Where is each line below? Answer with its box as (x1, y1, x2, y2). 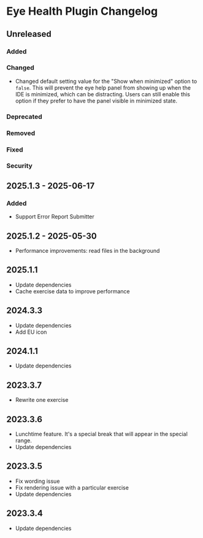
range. (15, 437, 32, 444)
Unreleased (6, 29, 52, 39)
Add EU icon (15, 328, 47, 336)
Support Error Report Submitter (15, 213, 95, 220)
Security (6, 161, 33, 170)
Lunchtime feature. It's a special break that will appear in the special (15, 431, 188, 438)
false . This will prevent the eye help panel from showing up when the (15, 84, 191, 91)
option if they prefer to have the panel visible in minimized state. (15, 97, 178, 104)
